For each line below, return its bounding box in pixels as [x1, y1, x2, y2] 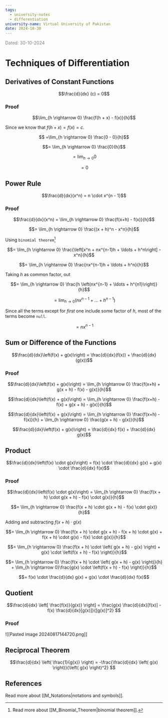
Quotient [5, 589, 33, 597]
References [5, 679, 42, 688]
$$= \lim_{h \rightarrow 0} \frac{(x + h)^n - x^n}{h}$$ [28, 226, 139, 232]
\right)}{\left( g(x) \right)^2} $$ [52, 665, 116, 671]
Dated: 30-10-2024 [5, 40, 45, 46]
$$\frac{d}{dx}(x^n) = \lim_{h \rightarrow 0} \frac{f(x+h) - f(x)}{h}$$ [13, 217, 155, 223]
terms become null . [5, 313, 46, 319]
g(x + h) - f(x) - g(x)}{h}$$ [56, 387, 111, 393]
